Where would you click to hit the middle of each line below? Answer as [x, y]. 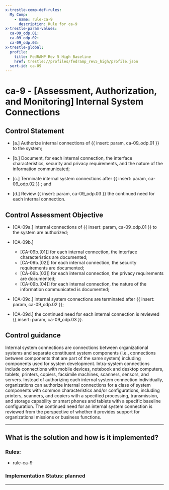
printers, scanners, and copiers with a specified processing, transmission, [82, 395]
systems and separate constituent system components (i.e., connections [80, 353]
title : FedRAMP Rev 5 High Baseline [53, 57]
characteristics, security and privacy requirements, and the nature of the [88, 164]
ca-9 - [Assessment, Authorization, [81, 91]
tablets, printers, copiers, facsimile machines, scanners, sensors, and [77, 374]
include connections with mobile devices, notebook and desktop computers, [84, 369]
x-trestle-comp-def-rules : [33, 10]
